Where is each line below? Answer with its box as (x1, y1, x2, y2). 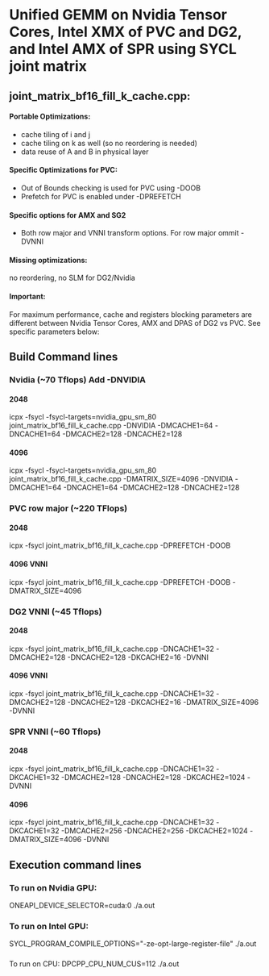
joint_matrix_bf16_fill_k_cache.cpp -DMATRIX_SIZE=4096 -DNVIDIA (9, 474, 234, 484)
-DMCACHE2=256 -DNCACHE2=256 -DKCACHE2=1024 (60, 826, 248, 836)
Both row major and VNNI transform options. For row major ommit (20, 228, 240, 238)
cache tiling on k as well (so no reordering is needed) (20, 138, 198, 148)
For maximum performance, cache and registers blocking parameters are (9, 309, 253, 319)
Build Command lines (9, 349, 118, 364)
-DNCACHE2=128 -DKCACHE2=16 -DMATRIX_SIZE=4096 (67, 697, 259, 707)
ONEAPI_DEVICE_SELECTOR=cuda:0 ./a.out (9, 900, 155, 910)
